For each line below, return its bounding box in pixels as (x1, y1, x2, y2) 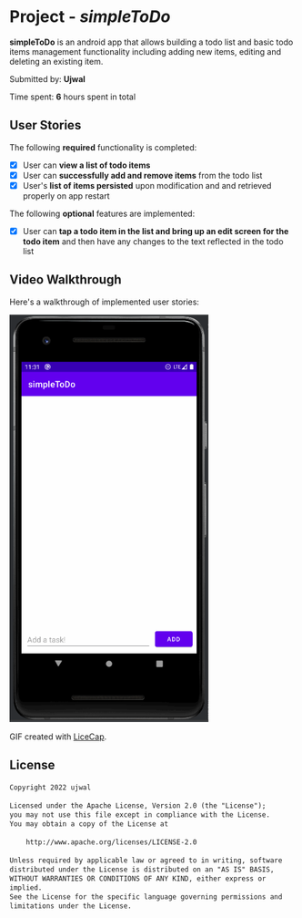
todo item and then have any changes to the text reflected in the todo (22, 236, 284, 247)
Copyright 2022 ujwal (9, 782, 92, 792)
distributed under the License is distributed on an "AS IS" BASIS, (9, 864, 275, 874)
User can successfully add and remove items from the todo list (22, 170, 263, 181)
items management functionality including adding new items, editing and (9, 46, 282, 57)
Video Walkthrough (9, 272, 122, 288)
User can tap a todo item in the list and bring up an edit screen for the (22, 225, 289, 236)
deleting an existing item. (9, 56, 104, 67)
